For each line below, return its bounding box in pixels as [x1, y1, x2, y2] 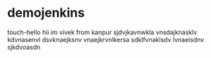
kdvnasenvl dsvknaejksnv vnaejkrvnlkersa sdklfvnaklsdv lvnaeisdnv [7, 35, 205, 43]
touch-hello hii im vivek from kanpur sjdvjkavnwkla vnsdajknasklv [7, 28, 198, 36]
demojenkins [7, 5, 85, 21]
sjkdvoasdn [7, 43, 41, 51]
